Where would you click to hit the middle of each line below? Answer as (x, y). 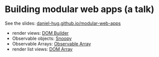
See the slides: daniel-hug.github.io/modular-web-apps (63, 23)
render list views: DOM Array (42, 49)
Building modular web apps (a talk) (80, 9)
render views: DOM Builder (40, 33)
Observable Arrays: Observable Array (52, 43)
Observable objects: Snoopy (42, 38)
